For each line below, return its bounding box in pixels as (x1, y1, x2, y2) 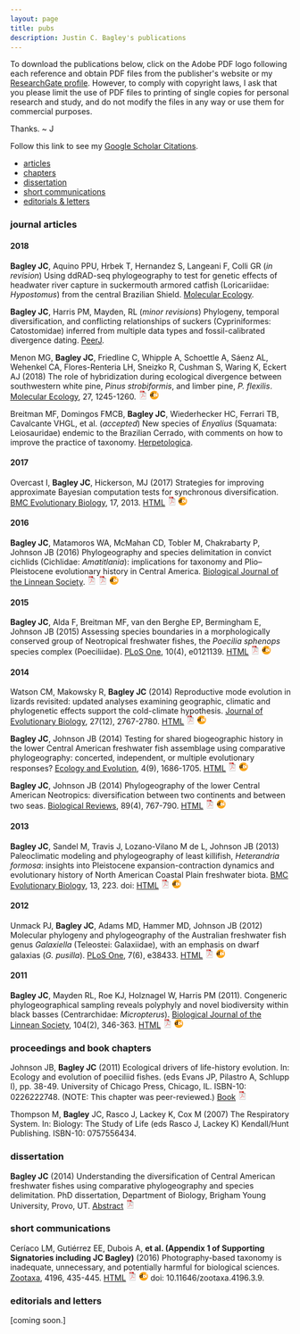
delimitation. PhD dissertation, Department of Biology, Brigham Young (10, 1189, 267, 1200)
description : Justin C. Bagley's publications (10, 33, 187, 42)
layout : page (10, 14, 59, 23)
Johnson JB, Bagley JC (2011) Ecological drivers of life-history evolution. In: (10, 1063, 290, 1073)
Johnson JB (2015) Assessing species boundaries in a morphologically (10, 626, 271, 638)
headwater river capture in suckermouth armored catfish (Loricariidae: (10, 279, 270, 290)
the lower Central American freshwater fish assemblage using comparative (10, 743, 286, 754)
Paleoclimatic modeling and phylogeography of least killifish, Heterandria (10, 850, 280, 861)
